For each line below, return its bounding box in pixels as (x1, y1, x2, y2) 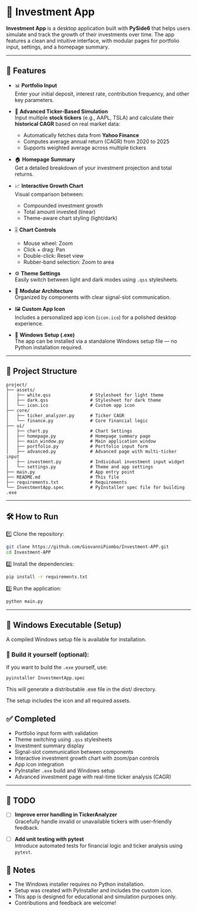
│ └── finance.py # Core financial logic (6, 417, 148, 424)
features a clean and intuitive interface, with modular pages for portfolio (6, 37, 180, 44)
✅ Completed (6, 714, 56, 724)
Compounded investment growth (23, 202, 103, 209)
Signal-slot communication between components (14, 748, 134, 755)
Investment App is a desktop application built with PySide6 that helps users (6, 25, 191, 32)
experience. (14, 319, 44, 327)
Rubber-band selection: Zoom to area (23, 258, 114, 266)
